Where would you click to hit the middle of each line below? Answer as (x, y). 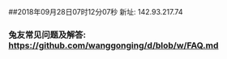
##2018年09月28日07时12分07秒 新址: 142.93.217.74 (96, 12)
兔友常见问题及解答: (47, 35)
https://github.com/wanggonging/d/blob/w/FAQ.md (113, 45)
